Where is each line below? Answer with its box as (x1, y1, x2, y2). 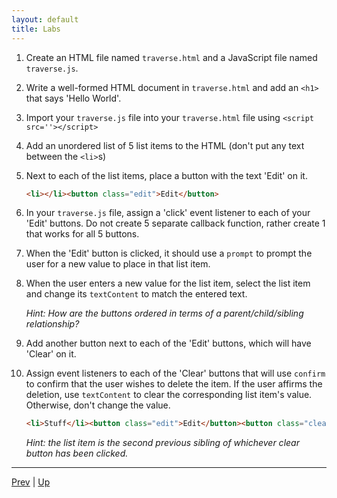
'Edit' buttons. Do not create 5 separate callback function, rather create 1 (25, 217, 326, 230)
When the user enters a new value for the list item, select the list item (25, 277, 311, 290)
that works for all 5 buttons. (25, 228, 140, 240)
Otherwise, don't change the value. (25, 399, 171, 411)
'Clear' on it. (25, 348, 77, 360)
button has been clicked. (25, 447, 129, 460)
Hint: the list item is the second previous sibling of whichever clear (25, 437, 300, 449)
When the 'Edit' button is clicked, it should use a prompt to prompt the (25, 247, 313, 260)
